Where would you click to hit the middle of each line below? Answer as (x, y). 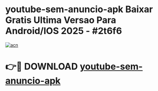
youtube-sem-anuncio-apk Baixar (79, 9)
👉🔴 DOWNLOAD (42, 67)
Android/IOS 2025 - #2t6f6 (64, 31)
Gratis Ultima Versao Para (61, 20)
